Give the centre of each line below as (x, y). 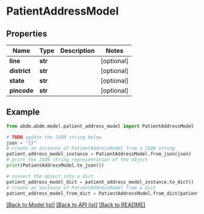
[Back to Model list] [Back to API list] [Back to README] (76, 205)
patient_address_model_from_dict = (51, 193)
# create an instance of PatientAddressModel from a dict (81, 188)
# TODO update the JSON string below (54, 137)
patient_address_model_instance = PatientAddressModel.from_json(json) (99, 154)
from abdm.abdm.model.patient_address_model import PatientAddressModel (100, 126)
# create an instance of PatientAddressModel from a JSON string (90, 148)
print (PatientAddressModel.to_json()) (55, 165)
